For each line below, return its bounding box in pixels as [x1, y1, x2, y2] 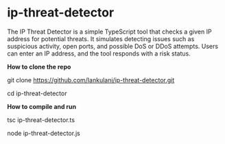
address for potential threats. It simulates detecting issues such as [7, 34, 195, 43]
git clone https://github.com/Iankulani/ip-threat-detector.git [7, 75, 175, 84]
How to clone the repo [7, 62, 71, 71]
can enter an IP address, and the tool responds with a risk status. [7, 49, 191, 58]
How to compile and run [7, 102, 77, 110]
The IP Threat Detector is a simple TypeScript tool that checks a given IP [7, 27, 212, 36]
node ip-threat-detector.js [7, 129, 80, 137]
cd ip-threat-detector [7, 89, 67, 97]
